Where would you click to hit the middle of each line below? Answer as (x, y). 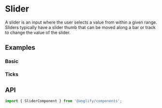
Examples (20, 47)
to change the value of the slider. (38, 32)
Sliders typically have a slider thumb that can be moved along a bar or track (80, 27)
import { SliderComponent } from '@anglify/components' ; (64, 101)
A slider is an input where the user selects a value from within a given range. (81, 22)
